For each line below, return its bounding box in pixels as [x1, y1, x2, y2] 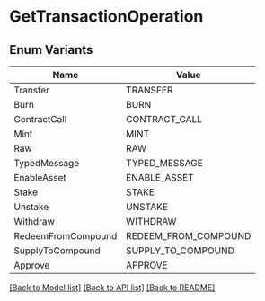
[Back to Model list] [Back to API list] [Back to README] [9, 282, 216, 293]
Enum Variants [9, 42, 93, 58]
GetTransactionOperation [9, 6, 204, 27]
